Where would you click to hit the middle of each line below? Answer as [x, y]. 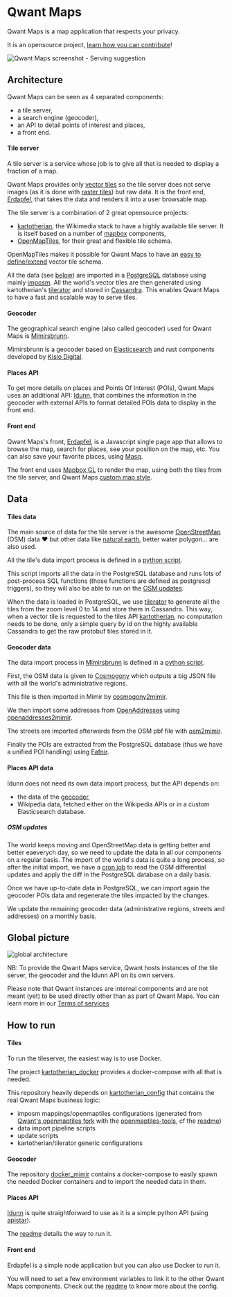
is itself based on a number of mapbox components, [91, 233]
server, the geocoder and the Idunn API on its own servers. [91, 975]
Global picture [38, 938]
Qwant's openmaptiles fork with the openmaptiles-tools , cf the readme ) [119, 1121]
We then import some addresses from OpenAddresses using [93, 710]
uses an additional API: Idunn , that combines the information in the [102, 396]
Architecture [35, 80]
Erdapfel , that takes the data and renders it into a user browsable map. [108, 199]
